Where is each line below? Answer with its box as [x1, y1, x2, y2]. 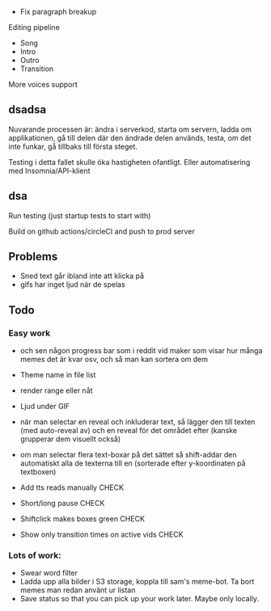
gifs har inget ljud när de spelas [19, 280, 125, 289]
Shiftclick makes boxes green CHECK [19, 514, 146, 524]
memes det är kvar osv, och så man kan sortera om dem [19, 355, 209, 364]
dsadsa [8, 103, 47, 116]
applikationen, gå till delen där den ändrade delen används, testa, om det [8, 133, 252, 142]
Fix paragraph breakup [19, 7, 97, 16]
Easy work [8, 327, 51, 339]
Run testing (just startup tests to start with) [8, 210, 151, 221]
